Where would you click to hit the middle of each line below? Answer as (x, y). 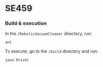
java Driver (17, 60)
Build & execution (26, 23)
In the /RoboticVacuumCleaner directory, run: (49, 33)
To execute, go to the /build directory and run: (51, 51)
